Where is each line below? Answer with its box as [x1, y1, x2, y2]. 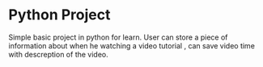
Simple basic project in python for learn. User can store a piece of [8, 32, 228, 42]
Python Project [8, 6, 111, 24]
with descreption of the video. [8, 49, 109, 59]
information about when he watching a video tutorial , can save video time [8, 40, 255, 50]
